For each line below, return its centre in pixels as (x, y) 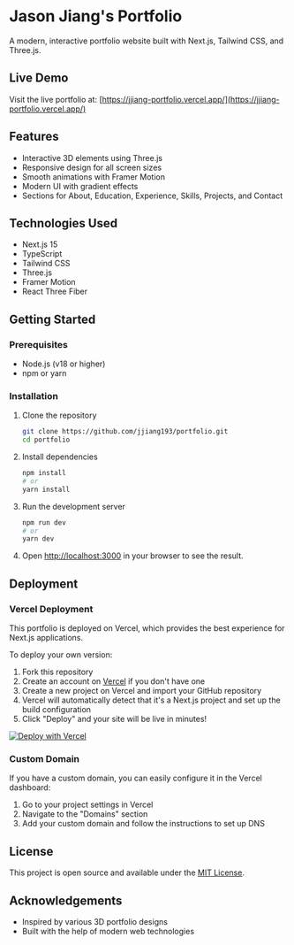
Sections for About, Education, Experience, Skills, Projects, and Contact (152, 196)
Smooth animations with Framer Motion (94, 177)
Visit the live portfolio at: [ (56, 99)
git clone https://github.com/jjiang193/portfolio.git (125, 432)
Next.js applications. (46, 638)
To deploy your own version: (61, 655)
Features (34, 137)
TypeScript (42, 254)
